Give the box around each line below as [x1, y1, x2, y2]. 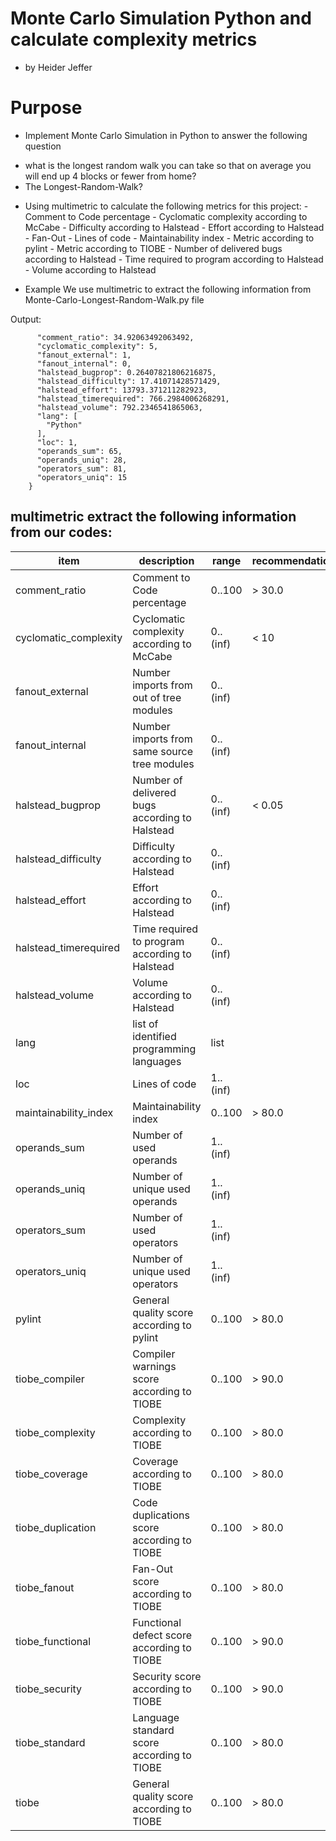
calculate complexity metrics [10, 28, 258, 51]
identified [132, 1029, 177, 1043]
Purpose [10, 97, 83, 119]
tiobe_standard [15, 1735, 86, 1749]
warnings [132, 1359, 177, 1373]
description [138, 553, 195, 567]
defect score [132, 1628, 193, 1642]
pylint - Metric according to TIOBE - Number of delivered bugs [24, 242, 283, 254]
